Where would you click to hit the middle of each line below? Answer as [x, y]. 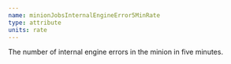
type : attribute [35, 23]
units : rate [28, 30]
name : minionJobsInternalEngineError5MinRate [84, 15]
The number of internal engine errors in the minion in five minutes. [115, 52]
